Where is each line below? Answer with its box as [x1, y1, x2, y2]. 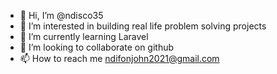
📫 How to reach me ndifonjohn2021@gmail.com [19, 53, 220, 64]
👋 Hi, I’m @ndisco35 [19, 10, 104, 21]
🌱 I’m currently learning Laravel [19, 31, 149, 42]
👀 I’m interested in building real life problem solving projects [19, 20, 267, 32]
